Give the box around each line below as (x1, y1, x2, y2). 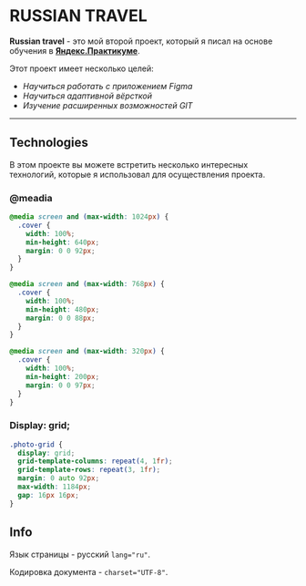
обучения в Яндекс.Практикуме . (9, 45, 140, 56)
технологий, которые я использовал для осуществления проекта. (9, 169, 266, 180)
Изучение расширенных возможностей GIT (22, 99, 193, 110)
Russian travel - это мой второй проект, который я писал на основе (9, 36, 273, 46)
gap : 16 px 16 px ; (17, 490, 79, 499)
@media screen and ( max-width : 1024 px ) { (9, 212, 169, 221)
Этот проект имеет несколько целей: (9, 63, 155, 74)
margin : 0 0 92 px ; (25, 246, 96, 255)
